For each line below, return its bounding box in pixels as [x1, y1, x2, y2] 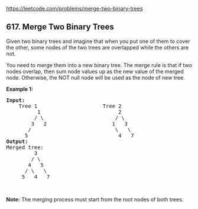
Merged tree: [6, 144, 44, 151]
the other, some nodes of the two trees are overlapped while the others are [6, 44, 189, 51]
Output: [6, 138, 28, 145]
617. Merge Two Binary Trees [6, 22, 114, 32]
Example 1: [6, 85, 34, 92]
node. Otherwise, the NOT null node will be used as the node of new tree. [6, 74, 185, 81]
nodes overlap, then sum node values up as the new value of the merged [6, 68, 184, 75]
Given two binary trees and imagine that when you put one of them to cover [6, 38, 190, 45]
